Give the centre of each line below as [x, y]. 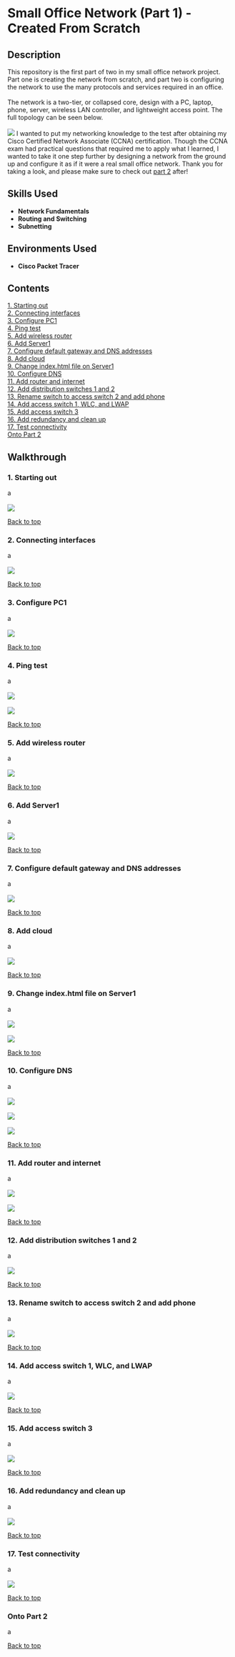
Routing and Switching [52, 219]
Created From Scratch [74, 28]
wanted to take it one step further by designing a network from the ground [117, 156]
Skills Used [33, 194]
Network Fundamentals [53, 211]
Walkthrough [37, 457]
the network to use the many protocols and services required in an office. [115, 87]
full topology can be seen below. [55, 117]
